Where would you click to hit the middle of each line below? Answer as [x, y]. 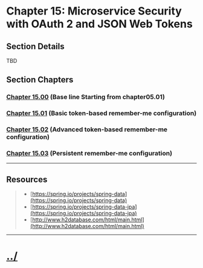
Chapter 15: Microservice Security [94, 11]
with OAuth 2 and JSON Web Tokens [100, 24]
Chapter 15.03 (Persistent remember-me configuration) [89, 154]
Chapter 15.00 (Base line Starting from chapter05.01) [85, 97]
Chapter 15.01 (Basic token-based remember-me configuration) [101, 113]
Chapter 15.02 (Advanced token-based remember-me [87, 129]
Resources [27, 179]
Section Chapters [40, 80]
